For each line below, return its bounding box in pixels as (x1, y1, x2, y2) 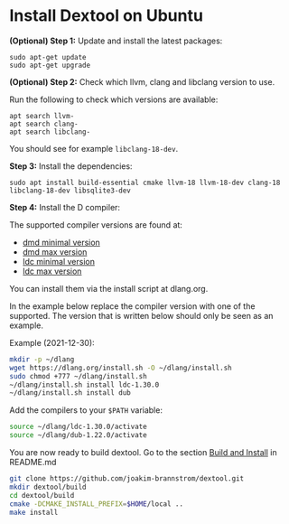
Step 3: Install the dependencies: (9, 160, 133, 172)
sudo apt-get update (9, 52, 88, 61)
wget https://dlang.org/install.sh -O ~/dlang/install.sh (9, 363, 232, 372)
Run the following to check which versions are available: (9, 94, 219, 105)
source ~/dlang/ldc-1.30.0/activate (9, 422, 147, 432)
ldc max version (22, 266, 82, 276)
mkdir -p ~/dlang (9, 354, 75, 364)
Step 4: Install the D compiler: (9, 201, 120, 212)
